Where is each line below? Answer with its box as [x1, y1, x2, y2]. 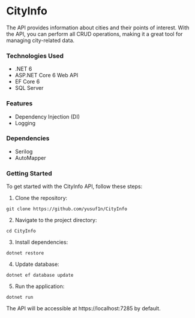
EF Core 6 [14, 78, 40, 85]
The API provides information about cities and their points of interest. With [6, 24, 190, 31]
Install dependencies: [14, 238, 68, 246]
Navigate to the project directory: [14, 217, 97, 224]
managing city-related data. [6, 37, 75, 44]
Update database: [14, 261, 59, 268]
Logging [14, 119, 36, 126]
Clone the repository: [14, 195, 68, 202]
